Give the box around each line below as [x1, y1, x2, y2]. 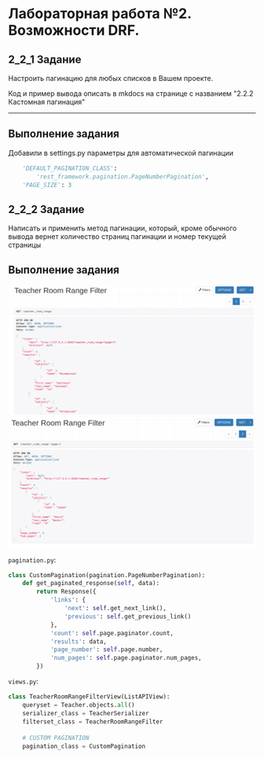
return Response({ [36, 587, 97, 596]
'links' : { [49, 596, 86, 604]
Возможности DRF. [8, 21, 140, 39]
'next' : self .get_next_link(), [64, 605, 167, 613]
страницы [8, 241, 42, 250]
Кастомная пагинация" [8, 98, 86, 106]
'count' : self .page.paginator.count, [49, 629, 174, 637]
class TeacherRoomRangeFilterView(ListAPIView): [8, 693, 170, 701]
